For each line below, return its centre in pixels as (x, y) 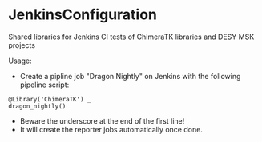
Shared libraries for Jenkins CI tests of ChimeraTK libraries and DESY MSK (131, 37)
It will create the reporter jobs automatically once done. (111, 129)
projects (22, 45)
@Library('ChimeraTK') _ (50, 99)
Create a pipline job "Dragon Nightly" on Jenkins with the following (130, 76)
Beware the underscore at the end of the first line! (102, 120)
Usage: (20, 61)
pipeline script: (44, 85)
